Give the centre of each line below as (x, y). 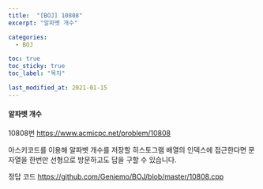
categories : (28, 37)
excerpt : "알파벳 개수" (43, 23)
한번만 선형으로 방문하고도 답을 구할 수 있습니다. (103, 160)
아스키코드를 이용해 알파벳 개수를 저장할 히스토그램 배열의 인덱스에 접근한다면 (128, 149)
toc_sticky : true (37, 66)
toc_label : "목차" (37, 74)
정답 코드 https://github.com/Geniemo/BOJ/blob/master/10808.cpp (116, 176)
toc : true (24, 59)
